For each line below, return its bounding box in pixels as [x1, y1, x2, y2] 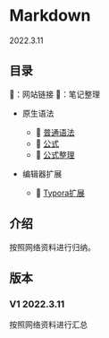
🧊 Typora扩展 [35, 187, 85, 198]
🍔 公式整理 [35, 149, 75, 160]
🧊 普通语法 [35, 126, 75, 137]
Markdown [9, 5, 91, 26]
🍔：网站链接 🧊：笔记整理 [9, 89, 101, 100]
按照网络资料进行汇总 [9, 319, 88, 330]
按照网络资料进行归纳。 [9, 241, 96, 252]
